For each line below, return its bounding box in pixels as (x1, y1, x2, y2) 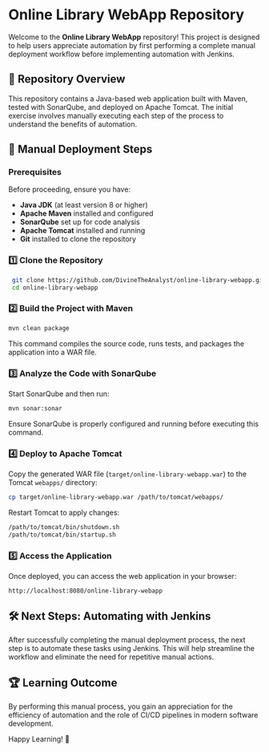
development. (8, 718, 54, 728)
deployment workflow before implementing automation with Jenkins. (8, 49, 235, 59)
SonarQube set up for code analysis (19, 217, 140, 227)
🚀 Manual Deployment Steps (8, 143, 153, 156)
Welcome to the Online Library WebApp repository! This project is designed (8, 32, 260, 42)
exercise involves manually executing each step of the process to (8, 111, 224, 120)
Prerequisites (8, 167, 62, 178)
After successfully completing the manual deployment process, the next (8, 635, 246, 645)
